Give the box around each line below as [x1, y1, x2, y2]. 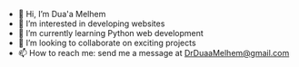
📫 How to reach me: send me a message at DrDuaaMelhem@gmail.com [17, 48, 290, 58]
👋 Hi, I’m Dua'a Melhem [17, 9, 106, 19]
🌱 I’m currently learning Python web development [17, 28, 204, 38]
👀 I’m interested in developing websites [17, 18, 165, 29]
